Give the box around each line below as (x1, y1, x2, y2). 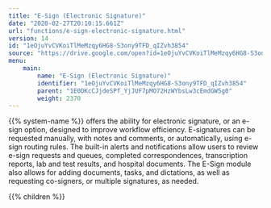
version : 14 (8, 34, 48, 43)
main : (23, 64, 42, 73)
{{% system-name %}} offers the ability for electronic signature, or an (8, 116, 240, 126)
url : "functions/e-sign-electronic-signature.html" (8, 27, 186, 35)
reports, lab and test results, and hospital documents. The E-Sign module (8, 159, 252, 169)
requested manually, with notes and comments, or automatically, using (8, 134, 244, 144)
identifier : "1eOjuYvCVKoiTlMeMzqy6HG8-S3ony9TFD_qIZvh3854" (37, 79, 248, 87)
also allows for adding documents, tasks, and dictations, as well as (8, 168, 230, 177)
